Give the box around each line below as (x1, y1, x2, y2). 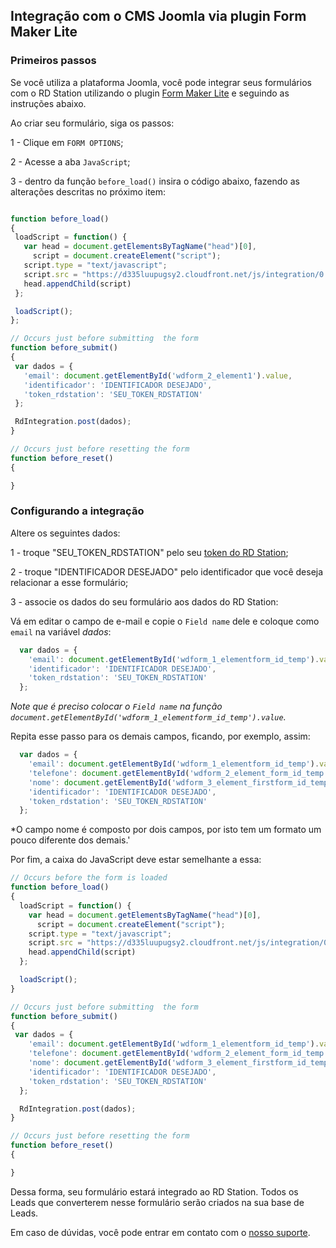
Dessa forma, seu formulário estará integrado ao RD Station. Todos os (10, 1185, 299, 1198)
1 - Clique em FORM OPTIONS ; (10, 136, 124, 148)
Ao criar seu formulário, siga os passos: (10, 117, 175, 129)
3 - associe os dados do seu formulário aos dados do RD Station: (10, 595, 279, 608)
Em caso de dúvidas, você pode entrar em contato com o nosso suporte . (10, 1226, 311, 1238)
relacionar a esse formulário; (10, 576, 129, 588)
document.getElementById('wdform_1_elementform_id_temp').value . (10, 711, 287, 723)
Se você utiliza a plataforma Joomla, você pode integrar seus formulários (10, 76, 312, 88)
